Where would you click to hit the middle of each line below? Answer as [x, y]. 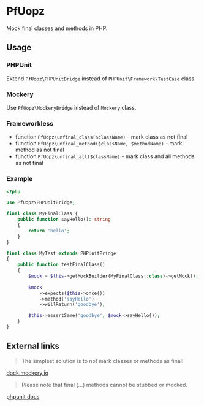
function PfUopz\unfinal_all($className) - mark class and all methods [105, 156]
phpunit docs [23, 396]
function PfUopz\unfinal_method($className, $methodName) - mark [99, 144]
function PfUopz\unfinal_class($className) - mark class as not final [101, 137]
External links [33, 346]
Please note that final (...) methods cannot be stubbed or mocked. [104, 385]
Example [20, 179]
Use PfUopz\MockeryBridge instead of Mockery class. [71, 107]
